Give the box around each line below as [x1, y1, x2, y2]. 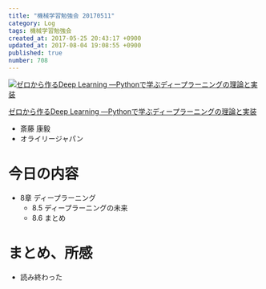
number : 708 [8, 57, 48, 65]
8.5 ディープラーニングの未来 [31, 202, 128, 213]
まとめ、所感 [8, 244, 94, 262]
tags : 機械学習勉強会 [8, 26, 72, 35]
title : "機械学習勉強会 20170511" [8, 11, 115, 20]
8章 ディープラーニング [19, 193, 96, 202]
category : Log [8, 19, 56, 27]
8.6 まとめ [31, 213, 66, 222]
